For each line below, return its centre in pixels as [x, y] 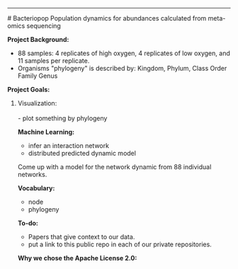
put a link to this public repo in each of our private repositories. [120, 244]
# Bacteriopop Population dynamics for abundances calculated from [107, 18]
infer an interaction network [69, 145]
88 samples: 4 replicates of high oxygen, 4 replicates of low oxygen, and [124, 53]
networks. [32, 174]
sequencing [44, 26]
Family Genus [38, 76]
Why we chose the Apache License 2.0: [77, 258]
